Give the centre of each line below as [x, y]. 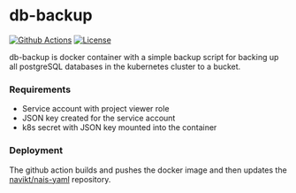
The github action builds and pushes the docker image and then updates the [148, 170]
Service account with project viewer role [95, 109]
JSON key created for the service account [99, 118]
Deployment [36, 151]
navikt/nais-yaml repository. [60, 179]
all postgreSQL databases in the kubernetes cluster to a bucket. [125, 66]
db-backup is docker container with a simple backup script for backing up [144, 57]
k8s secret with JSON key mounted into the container [119, 127]
